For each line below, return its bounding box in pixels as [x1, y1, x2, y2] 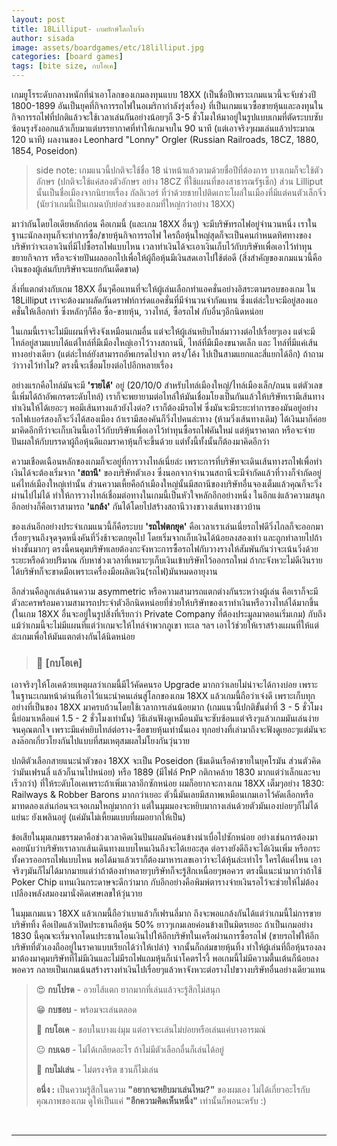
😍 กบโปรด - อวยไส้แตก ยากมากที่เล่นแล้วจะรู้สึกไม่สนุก [35, 984, 221, 996]
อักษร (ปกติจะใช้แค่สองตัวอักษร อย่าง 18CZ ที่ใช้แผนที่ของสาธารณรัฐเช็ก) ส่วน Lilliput [35, 176, 324, 187]
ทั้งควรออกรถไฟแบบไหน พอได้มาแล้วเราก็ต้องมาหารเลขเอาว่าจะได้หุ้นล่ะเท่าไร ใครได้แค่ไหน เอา [11, 854, 322, 866]
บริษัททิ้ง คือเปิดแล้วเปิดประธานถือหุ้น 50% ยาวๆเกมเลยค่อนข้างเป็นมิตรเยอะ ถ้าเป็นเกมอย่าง [11, 919, 313, 931]
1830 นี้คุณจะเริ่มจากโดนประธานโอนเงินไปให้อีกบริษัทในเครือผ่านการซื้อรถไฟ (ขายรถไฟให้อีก [11, 930, 319, 942]
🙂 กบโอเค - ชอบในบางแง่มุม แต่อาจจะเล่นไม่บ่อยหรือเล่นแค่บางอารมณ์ [35, 1024, 266, 1036]
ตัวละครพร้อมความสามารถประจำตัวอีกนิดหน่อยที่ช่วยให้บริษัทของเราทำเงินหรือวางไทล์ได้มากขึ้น [11, 597, 319, 608]
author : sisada [11, 33, 75, 43]
